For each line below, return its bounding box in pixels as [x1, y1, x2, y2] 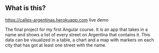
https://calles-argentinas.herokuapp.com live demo [5, 17, 109, 23]
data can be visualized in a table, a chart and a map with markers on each [5, 37, 154, 43]
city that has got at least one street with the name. [5, 42, 106, 48]
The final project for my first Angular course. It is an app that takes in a [5, 26, 148, 32]
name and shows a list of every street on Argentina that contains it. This [5, 31, 151, 37]
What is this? [5, 4, 46, 12]
